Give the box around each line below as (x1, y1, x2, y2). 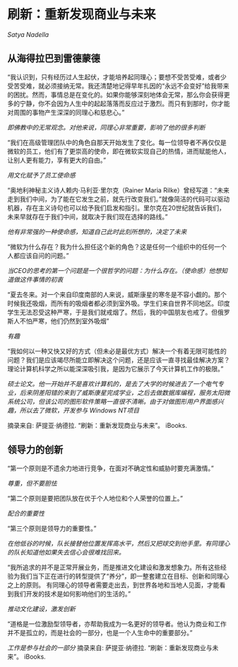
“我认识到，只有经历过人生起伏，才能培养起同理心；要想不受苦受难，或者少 (7, 72, 227, 81)
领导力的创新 (7, 443, 64, 456)
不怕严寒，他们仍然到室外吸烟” (19, 316, 109, 325)
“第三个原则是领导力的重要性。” (7, 524, 97, 533)
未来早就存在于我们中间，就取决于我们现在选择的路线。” (7, 212, 168, 221)
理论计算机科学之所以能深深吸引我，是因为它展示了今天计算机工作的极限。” (7, 364, 224, 373)
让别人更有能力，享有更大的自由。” (7, 156, 107, 164)
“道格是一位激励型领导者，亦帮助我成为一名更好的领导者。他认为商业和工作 (7, 620, 227, 628)
